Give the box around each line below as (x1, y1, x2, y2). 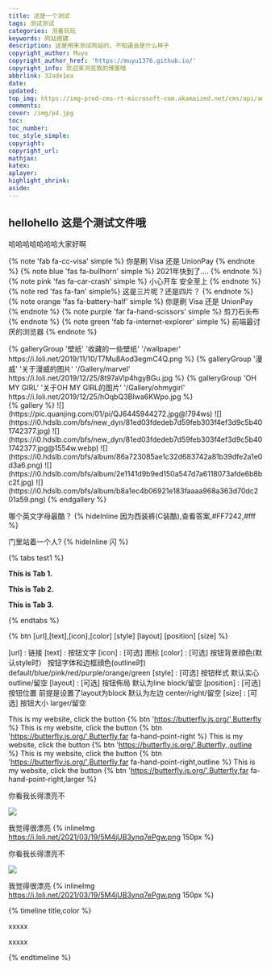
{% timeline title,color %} (8, 905, 92, 915)
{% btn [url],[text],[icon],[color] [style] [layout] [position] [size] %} (8, 630, 228, 641)
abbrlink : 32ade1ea (8, 72, 74, 80)
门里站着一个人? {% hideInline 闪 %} (8, 537, 129, 547)
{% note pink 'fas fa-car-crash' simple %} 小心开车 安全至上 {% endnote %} (8, 276, 261, 286)
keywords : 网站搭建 (8, 34, 69, 43)
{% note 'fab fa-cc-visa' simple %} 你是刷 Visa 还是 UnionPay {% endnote (8, 256, 256, 266)
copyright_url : (8, 147, 60, 155)
